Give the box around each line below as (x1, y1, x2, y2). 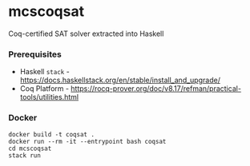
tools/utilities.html (19, 93, 79, 102)
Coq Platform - (19, 84, 70, 93)
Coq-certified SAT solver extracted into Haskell (8, 29, 164, 38)
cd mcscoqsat (8, 144, 52, 152)
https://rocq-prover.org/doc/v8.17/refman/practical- (71, 84, 242, 93)
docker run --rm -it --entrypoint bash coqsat (8, 137, 167, 145)
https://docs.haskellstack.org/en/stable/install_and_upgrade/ (19, 75, 220, 85)
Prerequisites (8, 49, 62, 60)
